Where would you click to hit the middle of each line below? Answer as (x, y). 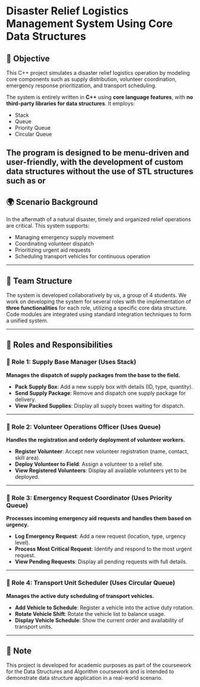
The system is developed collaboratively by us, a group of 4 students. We (96, 295)
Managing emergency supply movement (64, 237)
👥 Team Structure (39, 281)
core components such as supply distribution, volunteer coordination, (91, 79)
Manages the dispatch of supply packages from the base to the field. (93, 375)
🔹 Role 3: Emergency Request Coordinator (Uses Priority (89, 497)
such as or (26, 181)
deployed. (27, 477)
